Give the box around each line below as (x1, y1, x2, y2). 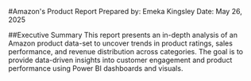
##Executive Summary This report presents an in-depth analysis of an (8, 31, 238, 39)
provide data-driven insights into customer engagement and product (8, 55, 233, 64)
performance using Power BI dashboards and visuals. (8, 64, 183, 73)
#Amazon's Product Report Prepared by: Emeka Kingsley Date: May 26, (8, 7, 242, 16)
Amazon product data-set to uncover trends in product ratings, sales (8, 39, 233, 48)
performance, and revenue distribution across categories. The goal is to (8, 47, 244, 56)
